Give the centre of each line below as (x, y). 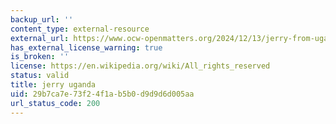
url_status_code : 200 (55, 103)
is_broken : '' (40, 57)
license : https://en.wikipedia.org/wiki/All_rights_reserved (140, 66)
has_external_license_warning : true (86, 47)
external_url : (40, 38)
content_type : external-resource (80, 29)
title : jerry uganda (53, 85)
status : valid (40, 76)
